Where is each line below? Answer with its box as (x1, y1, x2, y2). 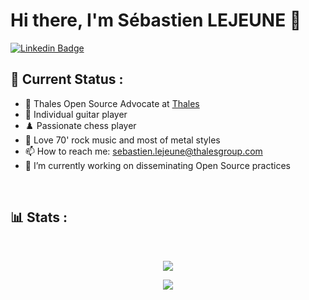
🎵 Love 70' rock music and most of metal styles (24, 134, 221, 146)
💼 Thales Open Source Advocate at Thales (24, 97, 200, 109)
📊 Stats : (10, 209, 68, 226)
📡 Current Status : (10, 71, 124, 88)
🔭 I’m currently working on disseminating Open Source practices (24, 159, 292, 171)
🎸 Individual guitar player (24, 108, 128, 120)
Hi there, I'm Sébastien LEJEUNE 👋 (10, 9, 302, 32)
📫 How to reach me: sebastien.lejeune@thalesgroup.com (24, 145, 263, 157)
